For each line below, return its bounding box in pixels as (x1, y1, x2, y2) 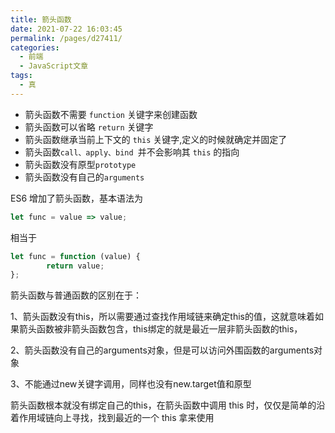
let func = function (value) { (10, 251, 141, 261)
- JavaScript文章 (19, 61, 89, 71)
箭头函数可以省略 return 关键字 (24, 121, 154, 133)
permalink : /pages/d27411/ (10, 33, 123, 43)
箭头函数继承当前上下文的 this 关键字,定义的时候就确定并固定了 (24, 133, 288, 145)
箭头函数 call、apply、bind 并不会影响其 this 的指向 (24, 146, 240, 158)
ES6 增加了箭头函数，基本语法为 (10, 192, 144, 204)
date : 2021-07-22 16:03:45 (10, 24, 123, 34)
